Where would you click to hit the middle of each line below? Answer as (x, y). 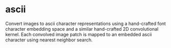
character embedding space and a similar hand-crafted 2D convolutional (82, 29)
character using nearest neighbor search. (49, 40)
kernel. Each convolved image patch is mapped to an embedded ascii (79, 34)
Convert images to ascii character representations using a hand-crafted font (86, 23)
